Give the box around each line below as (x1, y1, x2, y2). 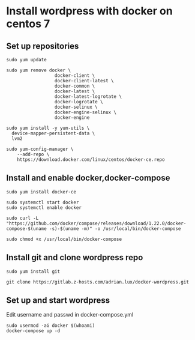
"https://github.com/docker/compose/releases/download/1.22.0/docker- (6, 220, 187, 226)
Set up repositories (6, 41, 79, 51)
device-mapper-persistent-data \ (11, 130, 95, 136)
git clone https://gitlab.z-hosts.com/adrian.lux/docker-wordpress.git (6, 279, 189, 285)
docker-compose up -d (6, 328, 61, 334)
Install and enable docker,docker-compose (6, 173, 170, 183)
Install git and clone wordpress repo (6, 252, 143, 263)
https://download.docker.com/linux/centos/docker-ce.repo (17, 157, 165, 163)
